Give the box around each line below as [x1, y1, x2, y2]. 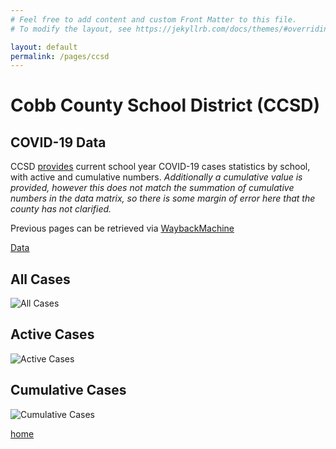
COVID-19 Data [10, 134, 107, 151]
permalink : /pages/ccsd [10, 51, 110, 61]
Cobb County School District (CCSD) [10, 94, 321, 117]
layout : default [10, 42, 78, 52]
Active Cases [10, 326, 95, 343]
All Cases [10, 271, 71, 288]
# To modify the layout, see [10, 24, 132, 34]
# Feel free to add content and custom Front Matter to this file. [10, 14, 298, 25]
